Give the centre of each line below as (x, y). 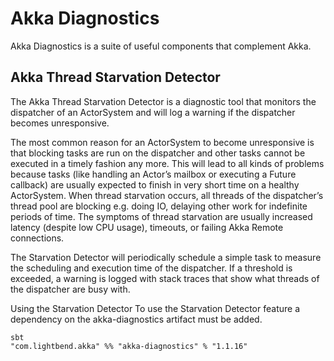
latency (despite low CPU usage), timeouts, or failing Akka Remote (147, 227)
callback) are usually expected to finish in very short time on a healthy (155, 184)
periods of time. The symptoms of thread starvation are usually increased (161, 216)
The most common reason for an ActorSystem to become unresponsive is (162, 142)
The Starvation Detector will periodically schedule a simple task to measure (166, 257)
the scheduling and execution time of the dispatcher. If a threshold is (151, 268)
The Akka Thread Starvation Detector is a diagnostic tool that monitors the (163, 101)
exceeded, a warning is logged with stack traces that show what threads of (165, 278)
